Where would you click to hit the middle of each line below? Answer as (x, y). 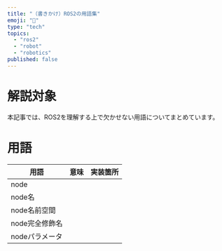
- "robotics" (33, 53)
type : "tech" (26, 27)
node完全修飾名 (37, 223)
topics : (19, 33)
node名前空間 (33, 210)
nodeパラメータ (37, 236)
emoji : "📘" (23, 20)
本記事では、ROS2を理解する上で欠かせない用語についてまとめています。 (113, 117)
